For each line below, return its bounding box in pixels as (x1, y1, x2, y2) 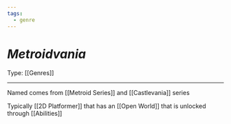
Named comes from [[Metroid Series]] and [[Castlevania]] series (7, 89, 190, 97)
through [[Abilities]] (7, 110, 63, 118)
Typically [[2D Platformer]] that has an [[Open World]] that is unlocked (7, 102, 206, 110)
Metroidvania (7, 46, 86, 62)
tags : (7, 10, 23, 17)
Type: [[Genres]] (7, 69, 54, 77)
